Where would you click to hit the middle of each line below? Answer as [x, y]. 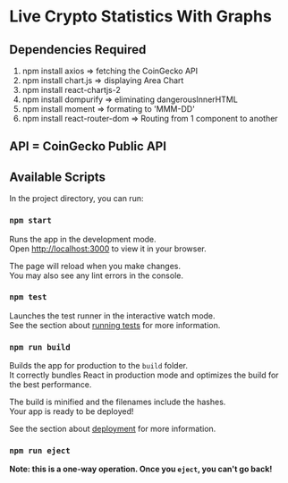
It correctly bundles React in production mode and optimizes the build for [144, 375]
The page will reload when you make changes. [95, 266]
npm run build [40, 347]
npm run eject [40, 451]
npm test [28, 297]
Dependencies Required [78, 50]
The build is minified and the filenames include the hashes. [118, 402]
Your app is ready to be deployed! [72, 411]
